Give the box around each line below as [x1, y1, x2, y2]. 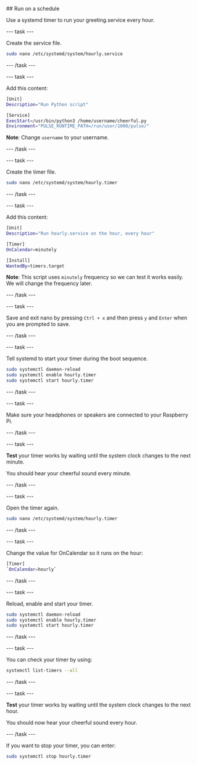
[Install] [6, 257, 31, 263]
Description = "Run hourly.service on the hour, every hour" [6, 231, 155, 236]
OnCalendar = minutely [6, 247, 57, 252]
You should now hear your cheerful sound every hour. [6, 719, 138, 726]
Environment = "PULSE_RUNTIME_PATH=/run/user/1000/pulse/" [6, 123, 150, 129]
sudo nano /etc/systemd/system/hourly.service [6, 51, 123, 57]
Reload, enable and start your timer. [6, 600, 93, 607]
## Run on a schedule [6, 5, 60, 12]
